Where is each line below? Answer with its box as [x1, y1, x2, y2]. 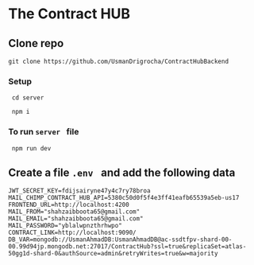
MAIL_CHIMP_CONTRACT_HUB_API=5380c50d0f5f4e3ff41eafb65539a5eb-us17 [8, 194, 240, 202]
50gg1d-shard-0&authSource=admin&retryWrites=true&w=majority [8, 250, 218, 258]
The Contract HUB [8, 5, 131, 23]
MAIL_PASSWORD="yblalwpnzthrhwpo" [8, 222, 123, 230]
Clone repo [8, 37, 64, 50]
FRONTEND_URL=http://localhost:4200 [8, 201, 129, 209]
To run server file [8, 127, 79, 138]
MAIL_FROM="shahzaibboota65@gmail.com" [8, 208, 140, 216]
